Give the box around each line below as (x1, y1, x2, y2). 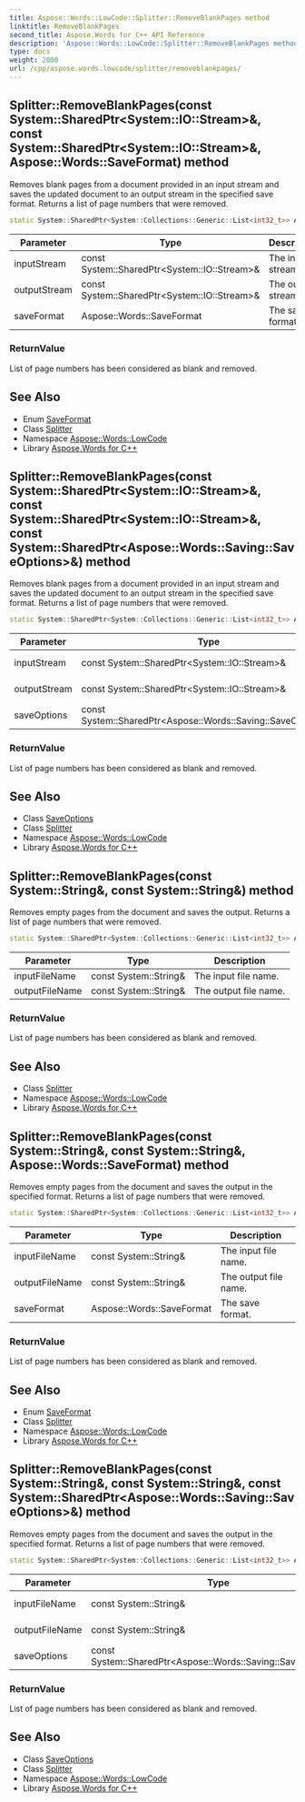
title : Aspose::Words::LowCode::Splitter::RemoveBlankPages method (9, 13, 271, 23)
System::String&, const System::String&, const (9, 1475, 281, 1492)
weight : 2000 (9, 55, 59, 65)
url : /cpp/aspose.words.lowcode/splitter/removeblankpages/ (9, 65, 242, 74)
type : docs (9, 47, 51, 56)
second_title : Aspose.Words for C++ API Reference (9, 30, 205, 39)
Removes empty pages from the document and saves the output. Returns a (9, 907, 290, 918)
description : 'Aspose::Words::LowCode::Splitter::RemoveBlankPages (9, 38, 271, 48)
